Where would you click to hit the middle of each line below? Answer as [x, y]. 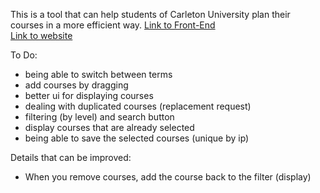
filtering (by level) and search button [99, 117]
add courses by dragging [76, 85]
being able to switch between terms [98, 74]
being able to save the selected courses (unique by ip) [137, 138]
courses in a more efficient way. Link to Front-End [113, 25]
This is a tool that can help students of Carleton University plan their [150, 14]
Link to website [41, 35]
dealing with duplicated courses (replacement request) [138, 106]
